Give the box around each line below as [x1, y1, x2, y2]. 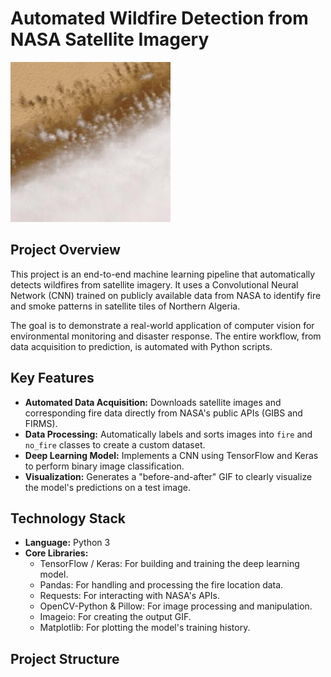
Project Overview [10, 242, 121, 259]
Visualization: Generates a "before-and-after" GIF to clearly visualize [24, 470, 313, 482]
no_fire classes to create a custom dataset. [24, 438, 206, 451]
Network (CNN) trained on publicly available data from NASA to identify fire [10, 289, 322, 301]
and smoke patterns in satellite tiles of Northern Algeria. [10, 300, 241, 312]
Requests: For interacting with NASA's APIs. [39, 590, 220, 602]
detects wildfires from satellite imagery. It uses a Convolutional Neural [10, 278, 299, 291]
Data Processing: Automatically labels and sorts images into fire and [24, 428, 313, 440]
